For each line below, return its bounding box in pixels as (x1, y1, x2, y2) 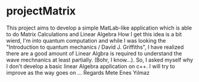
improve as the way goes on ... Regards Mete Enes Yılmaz (6, 69, 150, 76)
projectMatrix (6, 4, 76, 18)
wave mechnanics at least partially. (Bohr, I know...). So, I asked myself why (6, 56, 194, 63)
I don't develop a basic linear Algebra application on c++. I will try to (6, 62, 176, 70)
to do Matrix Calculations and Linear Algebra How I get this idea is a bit (6, 30, 182, 37)
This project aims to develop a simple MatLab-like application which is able (6, 24, 192, 31)
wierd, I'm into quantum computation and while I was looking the (6, 37, 167, 44)
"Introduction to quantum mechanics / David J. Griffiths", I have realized (6, 43, 184, 51)
